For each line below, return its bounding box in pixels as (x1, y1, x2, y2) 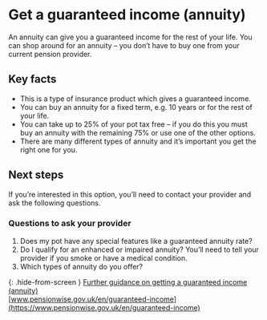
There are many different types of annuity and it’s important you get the (19, 136, 257, 146)
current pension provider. (8, 49, 92, 59)
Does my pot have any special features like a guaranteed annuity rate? (19, 236, 253, 245)
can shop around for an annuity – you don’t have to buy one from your (8, 40, 240, 50)
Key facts (8, 72, 57, 86)
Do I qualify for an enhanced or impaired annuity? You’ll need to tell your (19, 245, 259, 254)
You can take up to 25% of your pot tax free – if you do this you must (19, 119, 249, 129)
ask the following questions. (8, 198, 102, 208)
